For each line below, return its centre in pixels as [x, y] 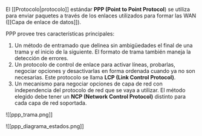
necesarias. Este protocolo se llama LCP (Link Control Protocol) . [95, 77]
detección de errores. [41, 58]
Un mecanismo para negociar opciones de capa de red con [88, 84]
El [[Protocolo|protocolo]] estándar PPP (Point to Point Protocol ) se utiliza [98, 9]
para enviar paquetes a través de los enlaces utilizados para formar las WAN [101, 16]
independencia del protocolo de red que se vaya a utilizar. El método [100, 90]
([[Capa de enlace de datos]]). [44, 22]
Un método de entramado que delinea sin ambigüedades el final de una [103, 45]
